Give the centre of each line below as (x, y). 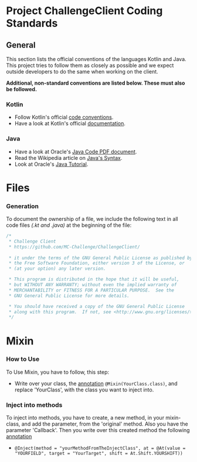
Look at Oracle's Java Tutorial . (51, 164)
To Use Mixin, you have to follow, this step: (58, 372)
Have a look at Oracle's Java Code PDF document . (76, 152)
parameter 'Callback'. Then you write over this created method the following (98, 430)
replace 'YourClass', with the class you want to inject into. (84, 390)
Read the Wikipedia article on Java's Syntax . (68, 158)
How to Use (23, 359)
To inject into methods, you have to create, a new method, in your (85, 418)
